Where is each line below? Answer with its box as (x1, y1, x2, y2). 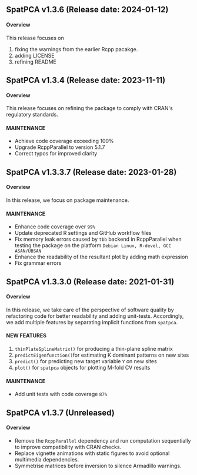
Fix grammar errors (14, 260, 62, 267)
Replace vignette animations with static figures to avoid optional (14, 450, 170, 457)
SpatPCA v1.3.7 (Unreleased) (6, 407, 115, 417)
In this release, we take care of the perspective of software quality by (6, 306, 175, 313)
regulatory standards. (6, 111, 59, 118)
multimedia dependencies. (14, 456, 79, 463)
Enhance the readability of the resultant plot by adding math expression (14, 253, 188, 261)
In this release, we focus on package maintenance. (6, 197, 129, 204)
